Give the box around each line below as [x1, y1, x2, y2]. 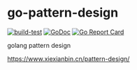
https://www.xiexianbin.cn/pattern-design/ [7, 54, 130, 63]
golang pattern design [7, 41, 71, 49]
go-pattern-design [7, 5, 119, 21]
